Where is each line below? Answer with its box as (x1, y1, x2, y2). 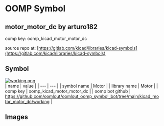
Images (5, 113, 28, 121)
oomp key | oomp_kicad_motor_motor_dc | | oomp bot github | (5, 88, 131, 94)
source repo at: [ (5, 45, 39, 51)
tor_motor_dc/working (5, 98, 50, 104)
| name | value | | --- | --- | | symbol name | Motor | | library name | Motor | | (5, 83, 158, 89)
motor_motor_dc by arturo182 (5, 23, 98, 31)
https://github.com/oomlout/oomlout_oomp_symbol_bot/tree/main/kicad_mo (5, 93, 159, 99)
